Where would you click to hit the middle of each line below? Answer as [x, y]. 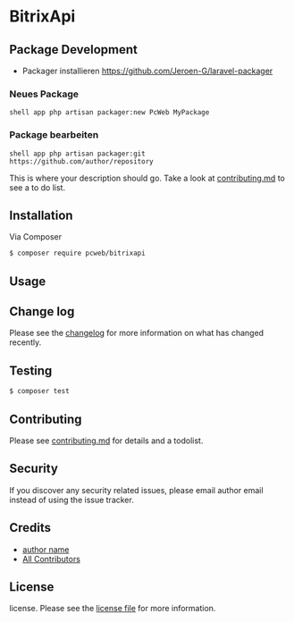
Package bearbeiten [54, 135]
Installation [41, 215]
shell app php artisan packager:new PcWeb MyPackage [109, 113]
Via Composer [36, 237]
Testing [31, 370]
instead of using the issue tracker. [71, 500]
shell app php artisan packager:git [77, 154]
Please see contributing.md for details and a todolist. [106, 441]
